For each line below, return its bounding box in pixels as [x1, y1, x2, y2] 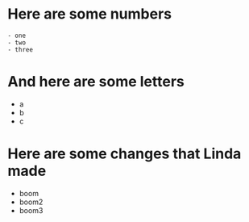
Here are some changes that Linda [7, 145, 242, 163]
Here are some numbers [7, 5, 172, 23]
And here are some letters [7, 73, 185, 91]
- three [7, 45, 34, 53]
